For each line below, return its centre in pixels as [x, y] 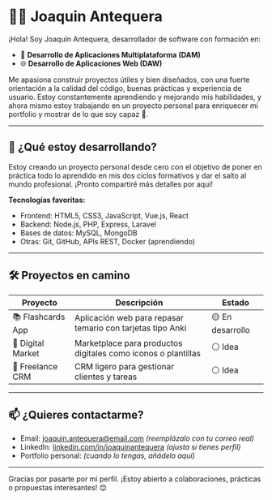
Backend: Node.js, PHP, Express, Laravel [88, 224]
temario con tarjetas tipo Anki [130, 328]
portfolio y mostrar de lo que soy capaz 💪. [78, 114]
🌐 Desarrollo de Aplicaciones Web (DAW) [91, 63]
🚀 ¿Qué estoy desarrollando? [83, 147]
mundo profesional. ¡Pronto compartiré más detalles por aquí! [110, 184]
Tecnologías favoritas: [47, 200]
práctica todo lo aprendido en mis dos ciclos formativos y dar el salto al [127, 175]
